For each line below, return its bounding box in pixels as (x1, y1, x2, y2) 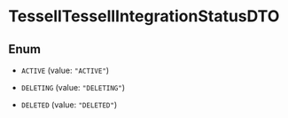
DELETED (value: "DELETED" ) (20, 99, 117, 110)
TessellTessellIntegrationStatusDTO (8, 6, 280, 27)
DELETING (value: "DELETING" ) (20, 83, 126, 92)
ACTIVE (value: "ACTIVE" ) (20, 65, 110, 75)
